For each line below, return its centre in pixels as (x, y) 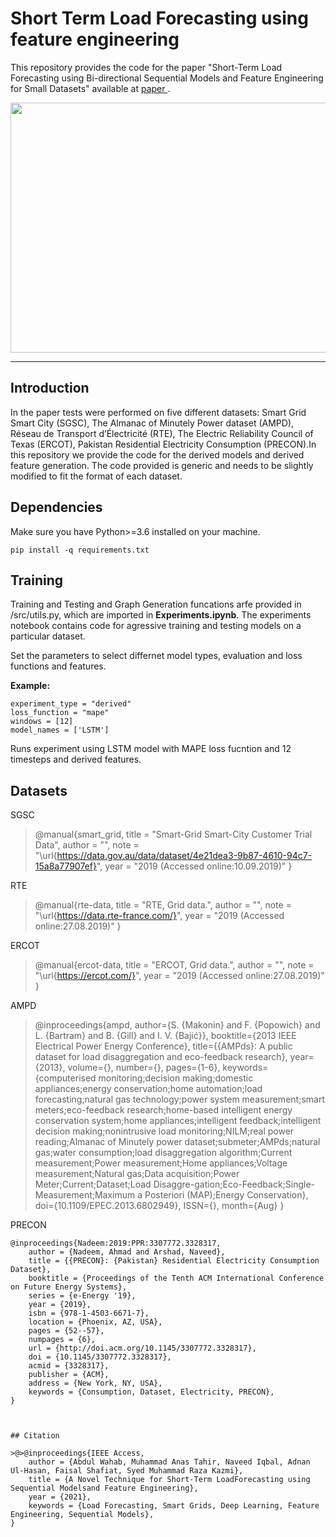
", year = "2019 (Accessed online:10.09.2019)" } (194, 866)
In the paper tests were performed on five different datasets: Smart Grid (158, 412)
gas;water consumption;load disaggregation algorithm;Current (163, 1153)
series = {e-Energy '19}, (82, 1296)
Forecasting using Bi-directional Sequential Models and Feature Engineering (167, 78)
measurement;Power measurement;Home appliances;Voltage (161, 1163)
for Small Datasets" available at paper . (90, 88)
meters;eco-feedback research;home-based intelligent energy (163, 1110)
